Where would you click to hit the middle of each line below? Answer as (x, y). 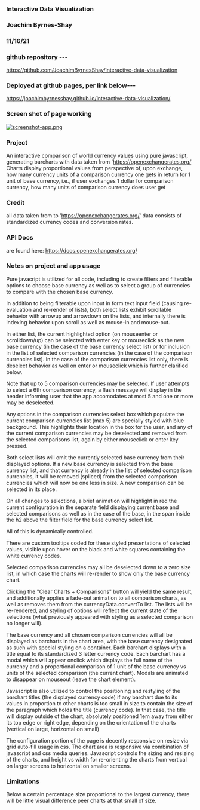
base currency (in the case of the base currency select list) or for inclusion (98, 346)
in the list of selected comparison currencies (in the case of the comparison (99, 353)
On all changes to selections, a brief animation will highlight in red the (92, 501)
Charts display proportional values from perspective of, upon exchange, (95, 168)
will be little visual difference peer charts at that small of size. (81, 801)
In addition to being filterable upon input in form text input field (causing (95, 303)
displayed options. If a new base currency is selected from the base (90, 464)
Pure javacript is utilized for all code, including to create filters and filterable (99, 279)
